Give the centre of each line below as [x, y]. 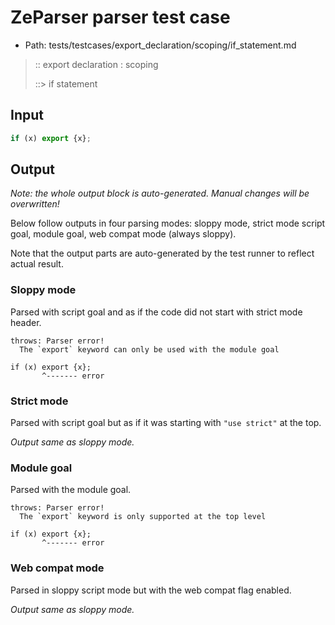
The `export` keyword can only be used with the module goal [149, 349]
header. [26, 322]
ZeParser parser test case [120, 17]
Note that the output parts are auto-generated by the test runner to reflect [162, 253]
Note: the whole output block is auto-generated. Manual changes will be [160, 193]
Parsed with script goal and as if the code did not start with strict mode [156, 312]
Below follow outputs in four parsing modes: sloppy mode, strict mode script [168, 223]
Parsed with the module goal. [71, 490]
